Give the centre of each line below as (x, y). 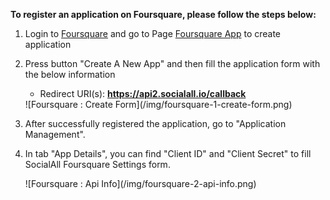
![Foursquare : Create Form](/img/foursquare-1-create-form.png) (158, 104)
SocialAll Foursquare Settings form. (97, 164)
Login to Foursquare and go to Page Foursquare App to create (153, 33)
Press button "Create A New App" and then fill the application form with (172, 63)
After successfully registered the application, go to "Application (155, 123)
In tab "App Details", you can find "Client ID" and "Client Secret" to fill (168, 153)
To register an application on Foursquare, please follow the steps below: (163, 14)
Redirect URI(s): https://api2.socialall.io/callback (143, 93)
